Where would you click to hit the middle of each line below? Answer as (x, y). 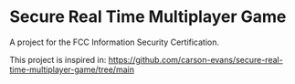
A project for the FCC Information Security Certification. (115, 42)
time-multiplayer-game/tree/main (72, 69)
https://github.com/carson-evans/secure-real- (195, 59)
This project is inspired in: (58, 59)
